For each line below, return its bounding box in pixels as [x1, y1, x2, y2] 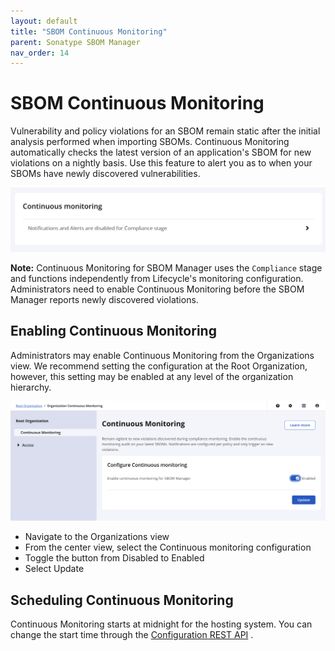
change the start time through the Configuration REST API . [10, 629, 254, 641]
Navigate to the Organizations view [24, 531, 170, 543]
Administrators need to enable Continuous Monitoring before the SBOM [10, 283, 305, 295]
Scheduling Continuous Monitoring [10, 591, 234, 609]
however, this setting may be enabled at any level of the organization [10, 370, 294, 382]
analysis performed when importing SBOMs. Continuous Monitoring [10, 136, 290, 148]
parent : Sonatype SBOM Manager [10, 37, 141, 47]
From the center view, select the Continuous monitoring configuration [24, 541, 312, 554]
